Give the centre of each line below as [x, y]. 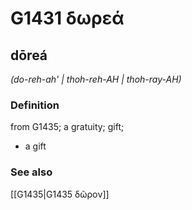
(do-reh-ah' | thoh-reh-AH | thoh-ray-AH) [96, 79]
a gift [35, 146]
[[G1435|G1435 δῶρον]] [60, 194]
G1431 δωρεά [67, 18]
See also [31, 172]
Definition [35, 105]
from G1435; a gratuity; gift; [67, 127]
